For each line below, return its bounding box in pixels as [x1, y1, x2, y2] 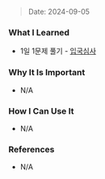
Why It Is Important [8, 67, 86, 78]
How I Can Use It [8, 105, 74, 116]
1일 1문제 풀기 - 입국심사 [19, 46, 97, 56]
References [8, 144, 55, 155]
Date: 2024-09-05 [27, 7, 90, 16]
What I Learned [8, 27, 70, 38]
